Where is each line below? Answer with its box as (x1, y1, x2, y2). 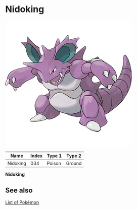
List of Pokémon (5, 199, 39, 205)
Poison (47, 160, 62, 166)
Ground (66, 160, 82, 166)
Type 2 (66, 153, 82, 159)
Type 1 (47, 153, 62, 159)
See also (5, 186, 33, 194)
